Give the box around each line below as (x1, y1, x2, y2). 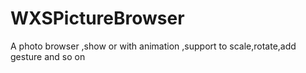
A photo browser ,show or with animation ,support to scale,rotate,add (10, 40, 297, 52)
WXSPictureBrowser (10, 7, 185, 30)
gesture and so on (10, 50, 86, 62)
